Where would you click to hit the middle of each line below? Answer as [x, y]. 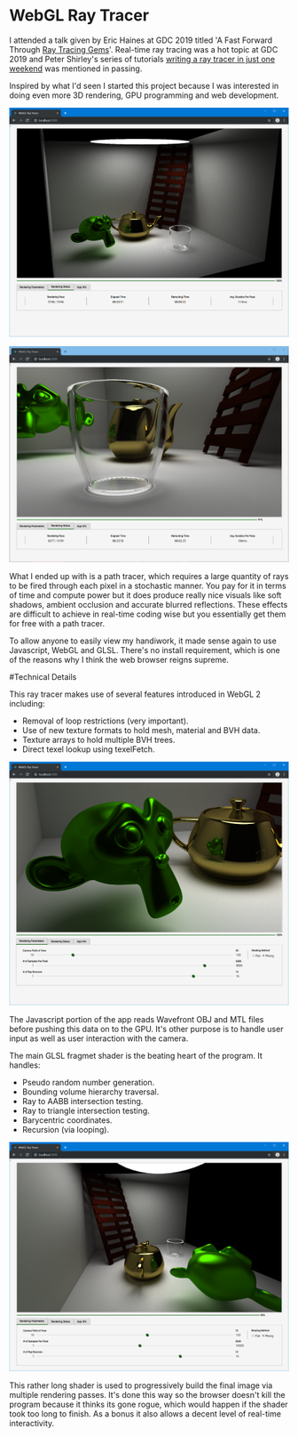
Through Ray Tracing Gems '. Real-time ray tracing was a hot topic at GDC [144, 49]
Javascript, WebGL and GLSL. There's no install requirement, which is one [145, 650]
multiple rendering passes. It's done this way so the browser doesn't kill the [147, 1395]
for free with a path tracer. [57, 623]
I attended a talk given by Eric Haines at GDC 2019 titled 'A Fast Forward [141, 40]
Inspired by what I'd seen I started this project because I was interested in [144, 85]
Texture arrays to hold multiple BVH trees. [98, 739]
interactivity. [32, 1424]
